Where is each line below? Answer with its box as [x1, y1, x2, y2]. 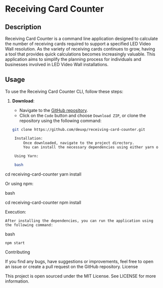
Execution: [5, 209, 26, 215]
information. [5, 278, 30, 284]
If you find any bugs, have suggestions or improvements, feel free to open [5, 259, 154, 265]
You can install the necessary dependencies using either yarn [23, 145, 154, 150]
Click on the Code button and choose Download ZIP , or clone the [19, 112, 146, 118]
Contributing [5, 249, 30, 255]
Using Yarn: [14, 154, 39, 159]
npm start [5, 241, 25, 246]
